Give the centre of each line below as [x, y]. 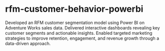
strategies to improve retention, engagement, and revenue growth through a [82, 38]
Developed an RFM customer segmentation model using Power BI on [75, 23]
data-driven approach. [28, 43]
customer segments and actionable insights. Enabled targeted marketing [79, 33]
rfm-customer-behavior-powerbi [74, 9]
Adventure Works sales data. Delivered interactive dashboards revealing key [82, 27]
